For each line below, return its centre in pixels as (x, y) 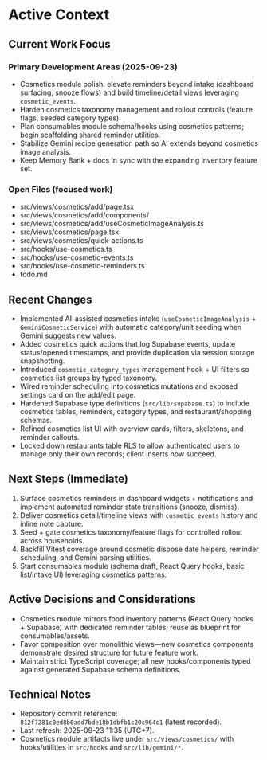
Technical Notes (50, 694)
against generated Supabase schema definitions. (100, 669)
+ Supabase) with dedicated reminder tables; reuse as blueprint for (130, 627)
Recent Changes (51, 299)
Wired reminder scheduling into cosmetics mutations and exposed (129, 386)
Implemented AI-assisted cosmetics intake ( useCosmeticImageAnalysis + (138, 318)
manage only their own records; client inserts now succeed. (118, 454)
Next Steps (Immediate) (69, 479)
